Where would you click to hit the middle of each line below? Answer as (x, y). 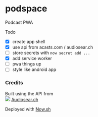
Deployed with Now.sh (28, 109)
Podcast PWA (19, 22)
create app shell (29, 41)
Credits (14, 83)
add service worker (32, 58)
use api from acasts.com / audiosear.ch (52, 47)
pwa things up (27, 64)
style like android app (34, 69)
